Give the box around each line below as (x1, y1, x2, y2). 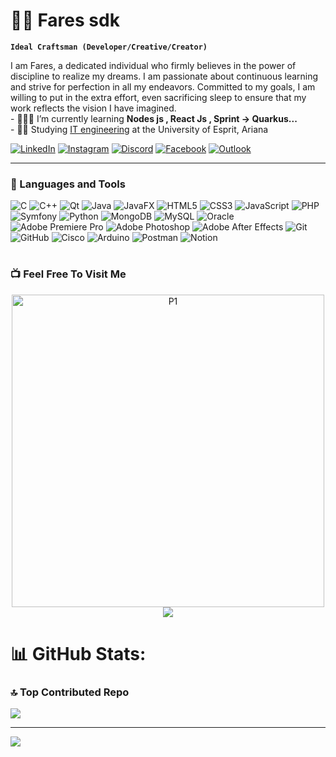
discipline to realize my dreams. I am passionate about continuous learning (10, 70, 319, 82)
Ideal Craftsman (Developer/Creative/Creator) (10, 42, 208, 52)
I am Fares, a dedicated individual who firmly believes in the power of (10, 59, 297, 71)
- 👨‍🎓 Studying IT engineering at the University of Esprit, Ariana (10, 123, 269, 135)
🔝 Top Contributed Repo (10, 685, 130, 699)
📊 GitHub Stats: (10, 642, 147, 665)
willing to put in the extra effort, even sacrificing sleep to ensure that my (10, 91, 307, 103)
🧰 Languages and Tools (10, 177, 126, 191)
